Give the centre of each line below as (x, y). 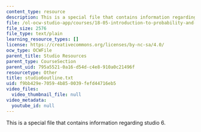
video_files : (22, 89)
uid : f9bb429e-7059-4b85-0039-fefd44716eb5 (61, 84)
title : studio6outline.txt (40, 78)
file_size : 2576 (26, 28)
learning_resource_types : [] (42, 39)
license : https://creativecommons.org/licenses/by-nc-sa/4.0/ (85, 45)
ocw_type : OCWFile (29, 51)
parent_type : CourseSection (41, 61)
